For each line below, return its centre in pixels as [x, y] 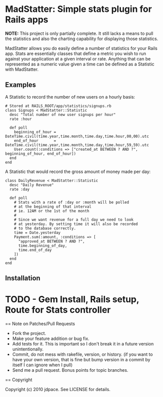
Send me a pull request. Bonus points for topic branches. [70, 370]
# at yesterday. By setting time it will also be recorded [76, 224]
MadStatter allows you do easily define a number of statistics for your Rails [81, 48]
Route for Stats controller [58, 310]
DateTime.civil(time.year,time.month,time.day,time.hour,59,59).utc [77, 145]
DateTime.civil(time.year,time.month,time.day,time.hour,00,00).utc [77, 136]
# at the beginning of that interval [53, 207]
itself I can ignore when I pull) [42, 365]
